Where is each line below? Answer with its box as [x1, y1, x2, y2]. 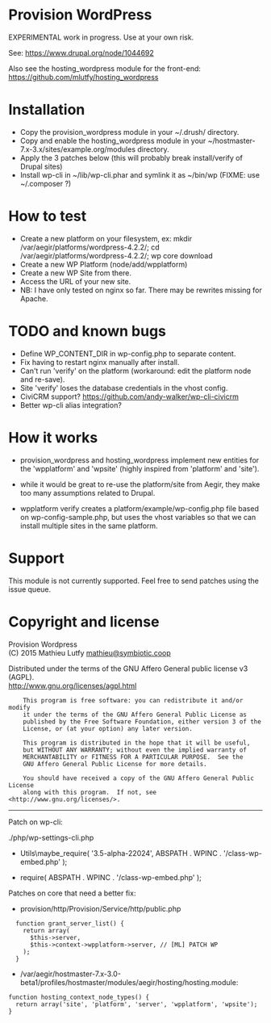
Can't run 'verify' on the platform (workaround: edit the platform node [19, 366, 252, 375]
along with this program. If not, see [23, 788, 157, 796]
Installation [8, 101, 85, 119]
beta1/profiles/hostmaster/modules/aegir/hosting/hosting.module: [19, 977, 239, 987]
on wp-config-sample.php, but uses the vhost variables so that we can [19, 512, 256, 522]
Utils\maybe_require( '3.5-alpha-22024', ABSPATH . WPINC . [19, 848, 222, 857]
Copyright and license [8, 612, 160, 631]
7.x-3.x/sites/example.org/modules [19, 144, 135, 154]
